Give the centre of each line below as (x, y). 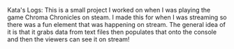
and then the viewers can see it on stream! (68, 39)
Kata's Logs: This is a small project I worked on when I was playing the (109, 10)
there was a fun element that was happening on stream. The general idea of (116, 24)
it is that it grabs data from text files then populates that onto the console (112, 32)
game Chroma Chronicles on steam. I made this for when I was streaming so (117, 17)
